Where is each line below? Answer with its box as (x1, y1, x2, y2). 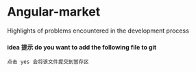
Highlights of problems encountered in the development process (7, 26, 190, 35)
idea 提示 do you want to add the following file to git (7, 43, 157, 51)
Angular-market (7, 4, 101, 20)
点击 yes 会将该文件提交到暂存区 (7, 58, 89, 65)
